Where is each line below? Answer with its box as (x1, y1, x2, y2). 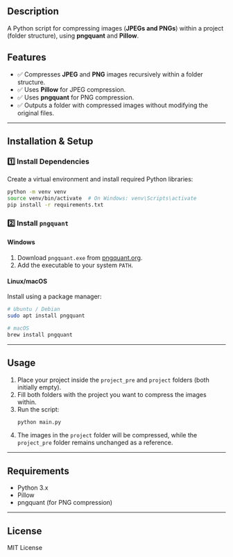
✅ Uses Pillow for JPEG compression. (17, 85, 126, 93)
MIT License (7, 544, 43, 552)
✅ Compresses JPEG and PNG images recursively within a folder (17, 70, 203, 79)
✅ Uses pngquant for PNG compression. (17, 93, 135, 102)
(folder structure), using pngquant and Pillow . (7, 31, 139, 40)
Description (7, 6, 59, 17)
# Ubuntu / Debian (7, 306, 60, 313)
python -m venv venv (7, 188, 67, 195)
